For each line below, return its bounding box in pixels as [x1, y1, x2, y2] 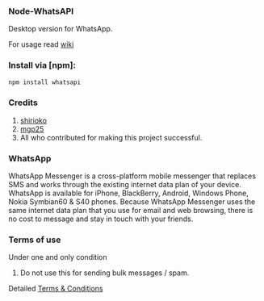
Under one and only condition [8, 253, 107, 262]
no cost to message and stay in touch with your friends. [8, 214, 194, 224]
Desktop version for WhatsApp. [8, 24, 113, 34]
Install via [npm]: [8, 60, 77, 71]
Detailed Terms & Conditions [8, 284, 103, 294]
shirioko [19, 115, 47, 125]
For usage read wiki [8, 40, 74, 49]
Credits [8, 97, 38, 108]
